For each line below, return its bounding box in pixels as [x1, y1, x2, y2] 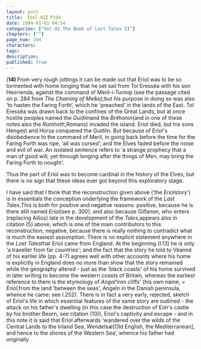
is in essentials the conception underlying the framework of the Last [6, 195, 175, 202]
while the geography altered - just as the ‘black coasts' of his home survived [6, 265, 196, 273]
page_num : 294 [6, 37, 42, 43]
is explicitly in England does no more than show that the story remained [6, 259, 183, 266]
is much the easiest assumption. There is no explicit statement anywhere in [6, 233, 192, 241]
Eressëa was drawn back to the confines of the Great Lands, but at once [6, 108, 185, 115]
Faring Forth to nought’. [6, 159, 64, 166]
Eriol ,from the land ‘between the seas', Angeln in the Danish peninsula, [6, 284, 181, 292]
